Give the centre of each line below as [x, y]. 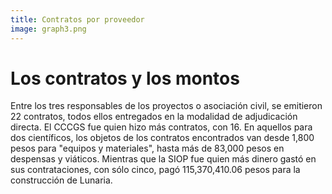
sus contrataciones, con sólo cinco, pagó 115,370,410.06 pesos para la [155, 170]
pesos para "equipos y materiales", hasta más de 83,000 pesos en [147, 148]
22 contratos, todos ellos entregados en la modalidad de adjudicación [154, 117]
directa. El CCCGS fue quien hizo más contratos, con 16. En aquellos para [161, 127]
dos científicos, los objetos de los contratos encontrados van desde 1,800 [162, 138]
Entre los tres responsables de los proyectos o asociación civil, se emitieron [166, 106]
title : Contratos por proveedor [77, 19]
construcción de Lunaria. [61, 180]
